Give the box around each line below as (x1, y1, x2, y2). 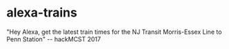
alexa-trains (6, 5, 77, 21)
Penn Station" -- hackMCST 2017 (6, 35, 101, 43)
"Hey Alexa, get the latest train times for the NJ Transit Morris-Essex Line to (6, 28, 222, 36)
